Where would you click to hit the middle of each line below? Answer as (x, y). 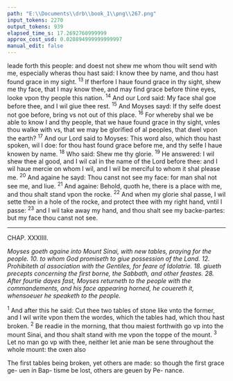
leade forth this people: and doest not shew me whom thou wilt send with (112, 66)
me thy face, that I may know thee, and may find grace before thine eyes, (112, 89)
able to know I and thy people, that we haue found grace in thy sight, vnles (114, 122)
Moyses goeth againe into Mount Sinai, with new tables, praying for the (109, 251)
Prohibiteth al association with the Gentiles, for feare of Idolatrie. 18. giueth (114, 266)
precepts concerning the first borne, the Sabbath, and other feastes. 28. (111, 273)
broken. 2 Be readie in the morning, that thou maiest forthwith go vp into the (115, 325)
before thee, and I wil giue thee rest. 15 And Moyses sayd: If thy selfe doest (114, 105)
